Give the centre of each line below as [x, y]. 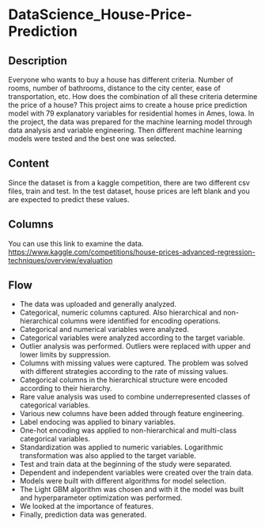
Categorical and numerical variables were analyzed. [104, 330]
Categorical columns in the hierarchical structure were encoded [123, 380]
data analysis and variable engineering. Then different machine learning [125, 130]
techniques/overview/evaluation [61, 260]
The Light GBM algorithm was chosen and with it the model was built [132, 490]
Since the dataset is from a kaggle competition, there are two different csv [129, 182]
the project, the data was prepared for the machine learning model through [130, 122]
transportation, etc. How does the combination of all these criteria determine [133, 96]
